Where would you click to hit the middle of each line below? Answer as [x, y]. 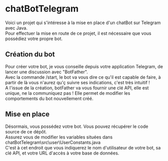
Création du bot [30, 54]
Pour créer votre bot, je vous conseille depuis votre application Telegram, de [84, 66]
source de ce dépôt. [26, 131]
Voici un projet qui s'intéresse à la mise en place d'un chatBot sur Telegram [83, 23]
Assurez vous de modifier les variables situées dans [59, 137]
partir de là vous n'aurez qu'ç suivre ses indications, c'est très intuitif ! [78, 82]
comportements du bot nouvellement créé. [49, 98]
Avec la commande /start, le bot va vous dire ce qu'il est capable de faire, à [83, 77]
